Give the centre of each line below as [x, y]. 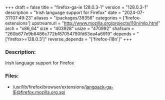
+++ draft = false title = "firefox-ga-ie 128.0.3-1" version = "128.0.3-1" [77, 7]
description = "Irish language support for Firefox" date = [63, 12]
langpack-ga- [100, 86]
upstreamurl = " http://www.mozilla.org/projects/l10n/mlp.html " [96, 23]
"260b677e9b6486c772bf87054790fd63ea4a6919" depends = [70, 34]
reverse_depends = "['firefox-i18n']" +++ [90, 39]
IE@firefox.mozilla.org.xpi [39, 92]
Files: [12, 76]
